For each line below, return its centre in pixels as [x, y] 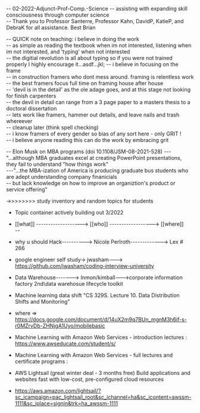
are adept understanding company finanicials [62, 177]
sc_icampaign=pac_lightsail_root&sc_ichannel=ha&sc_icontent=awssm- [103, 397]
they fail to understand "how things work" [57, 164]
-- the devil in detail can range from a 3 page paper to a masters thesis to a [98, 102]
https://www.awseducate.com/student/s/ [65, 343]
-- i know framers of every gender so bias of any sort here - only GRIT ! [94, 134]
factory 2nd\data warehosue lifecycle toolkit [69, 284]
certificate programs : [41, 361]
